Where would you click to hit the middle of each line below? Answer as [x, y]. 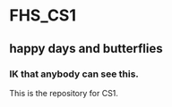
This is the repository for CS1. [64, 93]
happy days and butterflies [86, 49]
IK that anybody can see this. [74, 74]
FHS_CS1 [43, 16]
